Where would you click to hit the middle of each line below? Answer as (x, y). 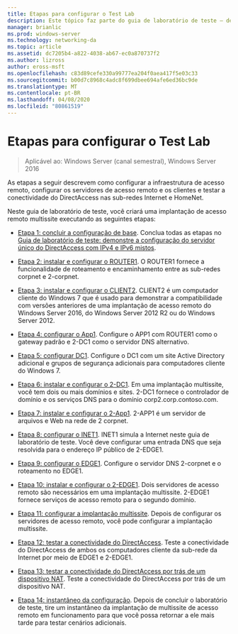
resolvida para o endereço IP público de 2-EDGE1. (91, 449)
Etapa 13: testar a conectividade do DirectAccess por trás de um (112, 571)
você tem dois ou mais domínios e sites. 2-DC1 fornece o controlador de (123, 392)
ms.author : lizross (36, 60)
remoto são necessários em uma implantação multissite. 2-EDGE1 (113, 492)
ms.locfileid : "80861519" (45, 106)
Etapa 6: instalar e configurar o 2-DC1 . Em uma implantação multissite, (121, 384)
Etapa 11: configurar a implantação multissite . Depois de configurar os (119, 513)
